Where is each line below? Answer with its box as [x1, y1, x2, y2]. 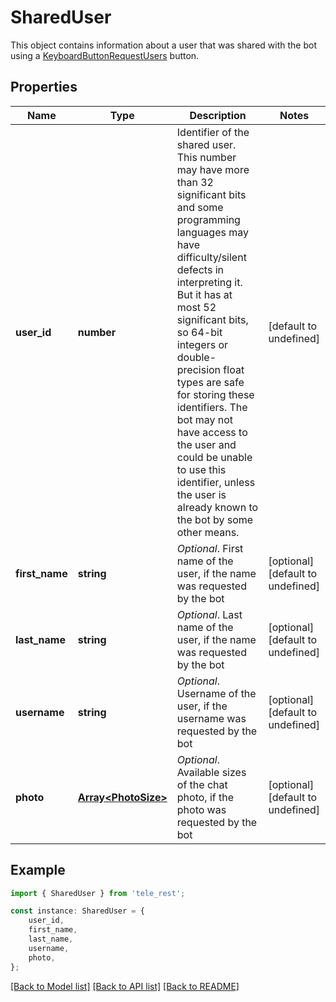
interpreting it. [176, 275, 243, 289]
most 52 [176, 300, 217, 314]
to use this [176, 462, 227, 476]
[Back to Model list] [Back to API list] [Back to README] [10, 980, 240, 992]
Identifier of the [176, 125, 250, 139]
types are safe [176, 375, 245, 389]
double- [176, 350, 217, 364]
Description [189, 108, 247, 122]
